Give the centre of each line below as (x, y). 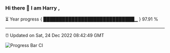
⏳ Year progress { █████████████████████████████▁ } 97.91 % (82, 19)
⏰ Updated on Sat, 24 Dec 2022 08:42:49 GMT (55, 35)
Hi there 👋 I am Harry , (33, 8)
